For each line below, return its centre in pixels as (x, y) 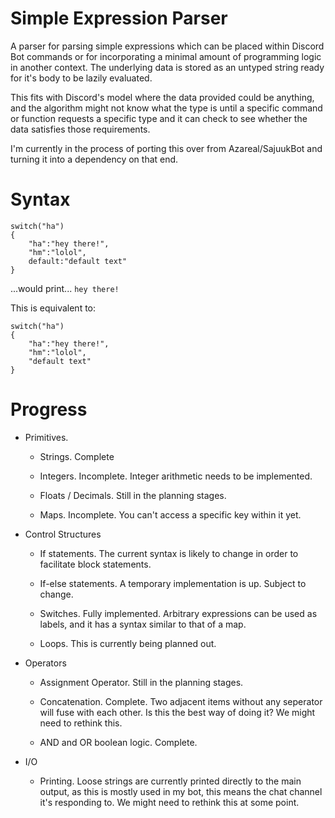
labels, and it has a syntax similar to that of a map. (143, 624)
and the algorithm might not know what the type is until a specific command (166, 108)
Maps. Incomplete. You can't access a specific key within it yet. (170, 514)
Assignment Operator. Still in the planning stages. (141, 682)
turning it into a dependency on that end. (94, 159)
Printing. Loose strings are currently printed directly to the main (170, 781)
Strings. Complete (77, 456)
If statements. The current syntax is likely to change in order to (169, 553)
